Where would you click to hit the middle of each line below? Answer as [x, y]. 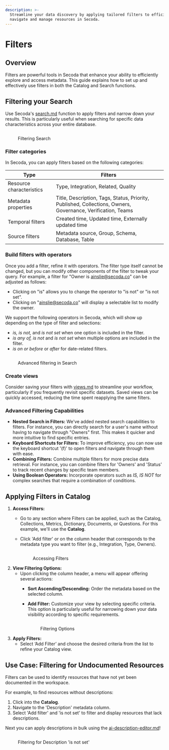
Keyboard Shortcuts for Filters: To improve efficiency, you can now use [87, 443]
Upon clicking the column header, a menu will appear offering [84, 573]
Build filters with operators [38, 255]
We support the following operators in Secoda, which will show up [74, 317]
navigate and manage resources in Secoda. [55, 19]
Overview [21, 63]
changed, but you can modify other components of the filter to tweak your [82, 271]
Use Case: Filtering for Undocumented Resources [84, 665]
